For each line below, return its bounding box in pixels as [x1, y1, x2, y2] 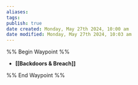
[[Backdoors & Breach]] [15, 60, 76, 67]
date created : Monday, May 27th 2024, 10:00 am [6, 25, 129, 32]
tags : [6, 15, 20, 21]
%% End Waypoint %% [6, 72, 65, 79]
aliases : [6, 8, 29, 15]
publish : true [6, 20, 43, 26]
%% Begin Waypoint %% [6, 48, 70, 55]
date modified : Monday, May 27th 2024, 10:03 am [6, 32, 132, 38]
